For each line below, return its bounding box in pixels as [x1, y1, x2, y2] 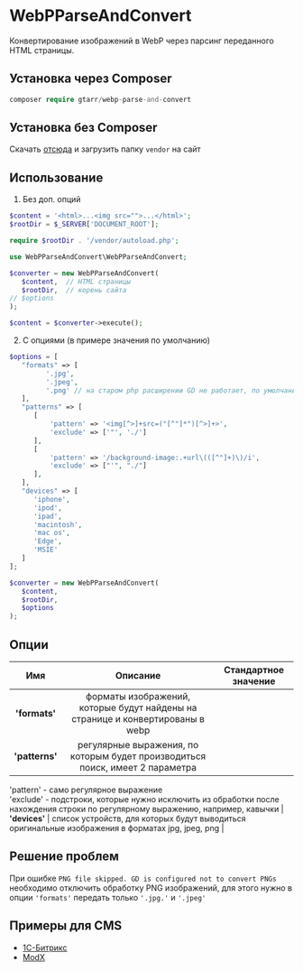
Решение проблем [9, 849, 120, 865]
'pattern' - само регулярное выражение [9, 784, 163, 795]
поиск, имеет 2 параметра [79, 761, 197, 773]
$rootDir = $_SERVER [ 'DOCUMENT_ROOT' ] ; [9, 220, 160, 229]
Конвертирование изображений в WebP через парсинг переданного [9, 35, 275, 46]
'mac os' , [32, 529, 70, 538]
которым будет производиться [70, 750, 207, 763]
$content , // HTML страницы [21, 277, 131, 286]
